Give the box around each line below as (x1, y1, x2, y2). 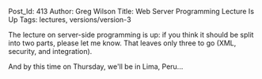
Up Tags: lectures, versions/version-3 (8, 15, 132, 24)
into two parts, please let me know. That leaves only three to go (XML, (8, 38, 237, 48)
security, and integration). (8, 47, 93, 56)
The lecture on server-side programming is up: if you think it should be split (8, 31, 254, 39)
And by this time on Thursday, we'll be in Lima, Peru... (8, 62, 184, 71)
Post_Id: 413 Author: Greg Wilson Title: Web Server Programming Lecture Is (8, 7, 255, 16)
